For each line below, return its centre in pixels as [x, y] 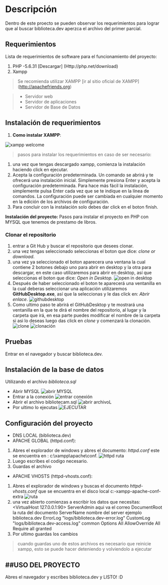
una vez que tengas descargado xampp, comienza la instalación [79, 164]
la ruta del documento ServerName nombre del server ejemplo [77, 513]
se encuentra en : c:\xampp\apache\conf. [55, 456]
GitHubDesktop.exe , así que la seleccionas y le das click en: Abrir [81, 294]
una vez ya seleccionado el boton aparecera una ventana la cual [79, 262]
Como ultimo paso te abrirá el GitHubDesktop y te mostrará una [78, 305]
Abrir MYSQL [26, 392]
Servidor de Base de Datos [53, 107]
